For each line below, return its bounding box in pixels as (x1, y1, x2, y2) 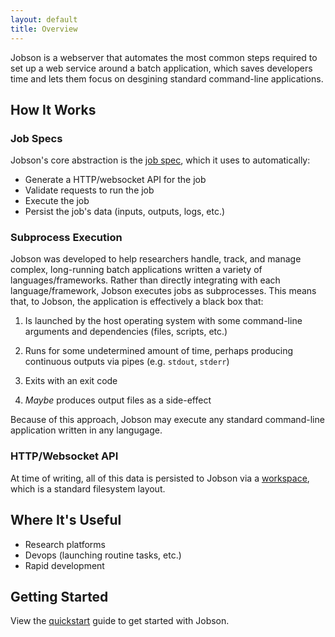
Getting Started (10, 588, 109, 605)
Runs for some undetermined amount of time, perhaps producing (24, 345, 294, 357)
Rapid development (24, 559, 105, 571)
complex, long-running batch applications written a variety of (10, 264, 263, 276)
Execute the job (24, 195, 90, 207)
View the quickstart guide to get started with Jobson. (10, 615, 230, 627)
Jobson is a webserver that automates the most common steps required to (10, 51, 318, 63)
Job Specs (10, 131, 63, 145)
